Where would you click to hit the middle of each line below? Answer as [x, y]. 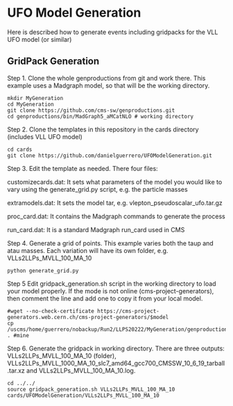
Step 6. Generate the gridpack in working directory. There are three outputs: [116, 348]
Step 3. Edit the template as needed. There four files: [83, 168]
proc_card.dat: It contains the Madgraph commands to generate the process [116, 216]
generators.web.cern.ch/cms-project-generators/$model [88, 317]
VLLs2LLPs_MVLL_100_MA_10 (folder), [62, 355]
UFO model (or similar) [40, 39]
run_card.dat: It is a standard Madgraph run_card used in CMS [96, 229]
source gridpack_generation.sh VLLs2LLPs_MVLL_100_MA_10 [91, 389]
